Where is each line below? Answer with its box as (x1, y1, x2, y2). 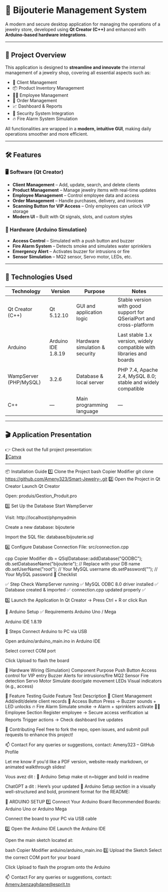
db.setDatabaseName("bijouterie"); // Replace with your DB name (5, 561, 140, 567)
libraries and (117, 350, 147, 357)
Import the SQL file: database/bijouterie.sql (5, 534, 94, 540)
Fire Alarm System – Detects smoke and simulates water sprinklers (12, 243, 151, 249)
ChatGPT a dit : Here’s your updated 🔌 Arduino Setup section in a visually (5, 783, 156, 789)
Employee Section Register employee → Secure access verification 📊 (5, 710, 149, 716)
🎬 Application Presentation (5, 430, 91, 439)
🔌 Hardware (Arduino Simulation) (5, 226, 87, 233)
